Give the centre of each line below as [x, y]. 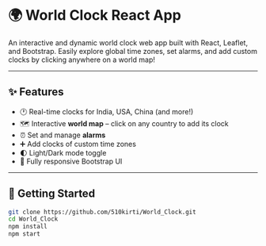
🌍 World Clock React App [95, 15]
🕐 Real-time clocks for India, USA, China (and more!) [106, 111]
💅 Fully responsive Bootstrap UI [71, 161]
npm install [28, 227]
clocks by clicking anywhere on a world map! [82, 60]
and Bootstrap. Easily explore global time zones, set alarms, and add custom [133, 51]
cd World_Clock [33, 219]
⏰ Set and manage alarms [63, 135]
